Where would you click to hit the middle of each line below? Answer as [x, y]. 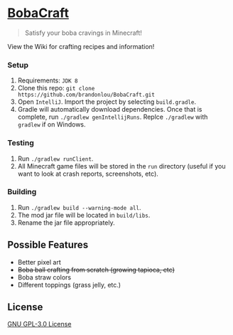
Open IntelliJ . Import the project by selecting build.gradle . [107, 102]
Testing [21, 143]
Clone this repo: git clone [56, 88]
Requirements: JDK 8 [48, 80]
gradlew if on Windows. [52, 124]
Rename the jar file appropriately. [66, 223]
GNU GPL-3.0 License [39, 324]
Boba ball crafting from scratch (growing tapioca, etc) [96, 270]
